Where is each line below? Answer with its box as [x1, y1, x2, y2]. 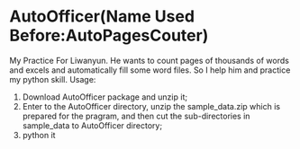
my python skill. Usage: [9, 74, 96, 84]
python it [22, 129, 56, 140]
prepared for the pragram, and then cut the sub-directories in [22, 110, 250, 121]
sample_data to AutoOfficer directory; [22, 119, 163, 131]
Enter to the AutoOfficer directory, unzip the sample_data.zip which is [22, 101, 281, 111]
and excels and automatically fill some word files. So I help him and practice [9, 65, 291, 75]
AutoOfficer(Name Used [9, 6, 195, 27]
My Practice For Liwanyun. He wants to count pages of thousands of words [9, 55, 290, 66]
